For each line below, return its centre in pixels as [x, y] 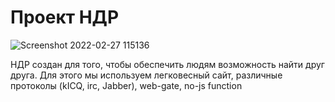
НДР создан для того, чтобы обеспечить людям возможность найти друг [167, 64]
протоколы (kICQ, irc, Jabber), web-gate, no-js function [126, 85]
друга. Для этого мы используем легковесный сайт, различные [146, 75]
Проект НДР [65, 17]
